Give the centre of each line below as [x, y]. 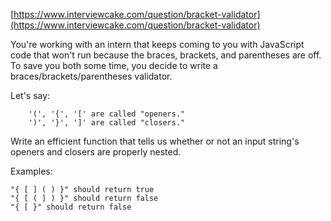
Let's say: [30, 95]
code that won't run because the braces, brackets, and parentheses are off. [166, 55]
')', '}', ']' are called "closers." [107, 123]
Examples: [31, 171]
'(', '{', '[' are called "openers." [107, 114]
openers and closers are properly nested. [96, 152]
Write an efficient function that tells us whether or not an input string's [155, 141]
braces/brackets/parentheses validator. [91, 76]
